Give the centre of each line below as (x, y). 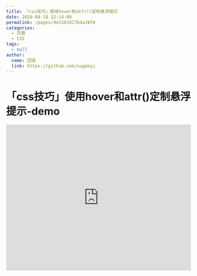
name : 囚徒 (24, 60)
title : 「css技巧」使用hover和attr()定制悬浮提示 (62, 11)
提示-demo (33, 111)
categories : (21, 28)
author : (16, 55)
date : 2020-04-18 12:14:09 (39, 17)
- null (19, 50)
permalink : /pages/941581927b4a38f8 (51, 22)
